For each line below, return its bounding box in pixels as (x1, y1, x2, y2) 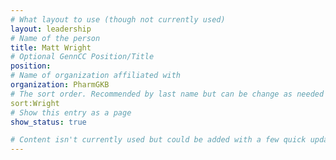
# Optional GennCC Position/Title (10, 52, 155, 62)
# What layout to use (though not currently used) (10, 14, 226, 25)
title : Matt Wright (10, 42, 92, 53)
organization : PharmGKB (10, 80, 110, 90)
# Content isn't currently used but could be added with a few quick (10, 135, 307, 145)
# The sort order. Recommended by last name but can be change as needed (10, 89, 325, 99)
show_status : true (10, 117, 87, 127)
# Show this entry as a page (10, 107, 132, 118)
